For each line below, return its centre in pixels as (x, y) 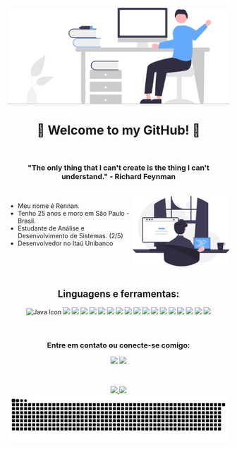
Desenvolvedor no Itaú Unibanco (65, 243)
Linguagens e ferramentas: (119, 294)
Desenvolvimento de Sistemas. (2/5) (70, 235)
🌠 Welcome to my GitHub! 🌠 (119, 130)
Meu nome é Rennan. (48, 206)
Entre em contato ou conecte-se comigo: (119, 345)
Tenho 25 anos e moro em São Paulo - (73, 213)
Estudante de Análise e (51, 228)
